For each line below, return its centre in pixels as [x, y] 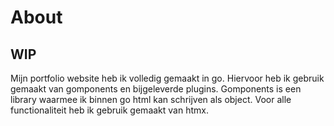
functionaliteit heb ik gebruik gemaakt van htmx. [109, 110]
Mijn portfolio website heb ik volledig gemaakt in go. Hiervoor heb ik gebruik [167, 78]
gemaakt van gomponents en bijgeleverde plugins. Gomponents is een [156, 89]
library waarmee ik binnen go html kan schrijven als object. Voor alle [151, 99]
